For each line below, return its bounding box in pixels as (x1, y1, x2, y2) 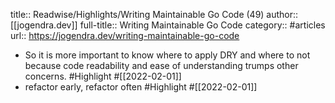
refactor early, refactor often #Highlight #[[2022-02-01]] (24, 81, 258, 93)
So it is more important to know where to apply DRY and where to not (24, 49, 311, 61)
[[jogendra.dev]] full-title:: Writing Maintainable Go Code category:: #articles (10, 19, 326, 31)
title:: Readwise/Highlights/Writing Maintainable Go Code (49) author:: (10, 9, 299, 20)
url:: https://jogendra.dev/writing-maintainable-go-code (10, 30, 240, 41)
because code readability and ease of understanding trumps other (24, 60, 299, 71)
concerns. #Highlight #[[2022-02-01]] (24, 70, 182, 82)
